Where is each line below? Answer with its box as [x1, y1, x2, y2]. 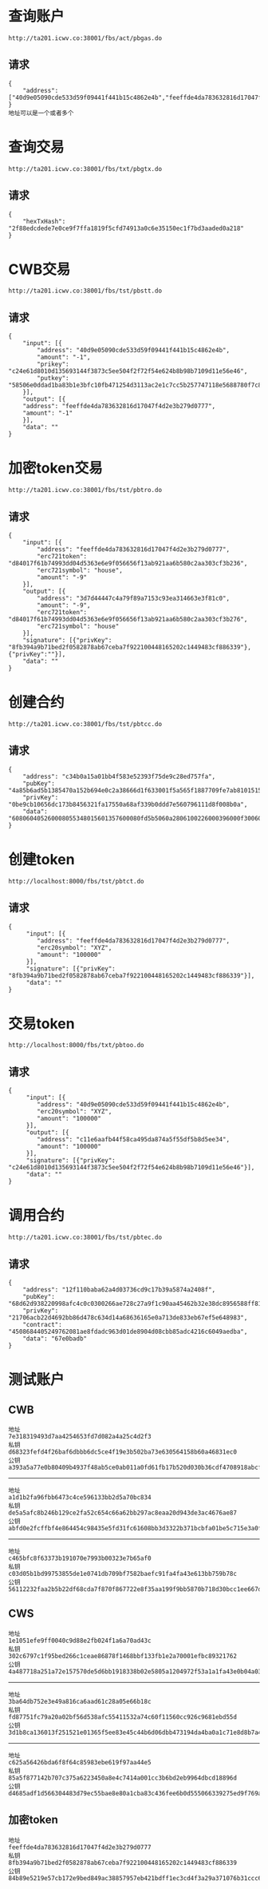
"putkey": [37, 375, 69, 383]
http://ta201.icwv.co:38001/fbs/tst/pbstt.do [8, 287, 162, 296]
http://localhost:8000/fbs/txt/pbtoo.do [8, 1042, 145, 1050]
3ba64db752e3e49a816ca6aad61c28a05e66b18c [8, 1697, 152, 1705]
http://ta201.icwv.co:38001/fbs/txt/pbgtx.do [8, 165, 162, 173]
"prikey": [37, 360, 69, 368]
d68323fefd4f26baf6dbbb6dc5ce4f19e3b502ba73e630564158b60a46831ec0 [8, 1448, 238, 1456]
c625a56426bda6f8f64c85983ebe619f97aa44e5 [8, 1758, 152, 1766]
